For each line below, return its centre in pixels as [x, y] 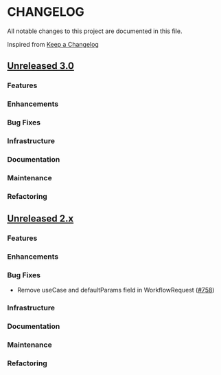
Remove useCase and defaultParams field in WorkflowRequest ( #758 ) [116, 290]
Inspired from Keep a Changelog [53, 44]
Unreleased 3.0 [40, 66]
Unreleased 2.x [40, 218]
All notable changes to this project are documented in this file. [95, 31]
